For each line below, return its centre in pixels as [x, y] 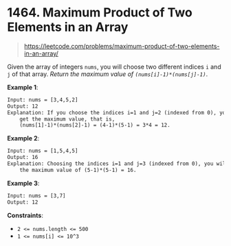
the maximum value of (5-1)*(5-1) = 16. [78, 170]
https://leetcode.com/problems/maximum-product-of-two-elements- [122, 46]
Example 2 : [23, 138]
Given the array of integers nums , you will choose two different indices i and [114, 66]
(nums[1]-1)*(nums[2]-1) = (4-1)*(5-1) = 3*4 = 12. [95, 125]
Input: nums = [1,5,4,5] [43, 151]
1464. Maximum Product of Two [100, 13]
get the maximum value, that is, [67, 119]
